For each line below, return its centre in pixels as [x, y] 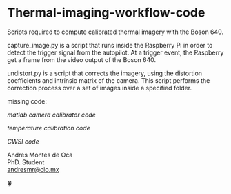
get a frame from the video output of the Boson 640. [82, 59]
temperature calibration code [49, 128]
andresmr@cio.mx [33, 169]
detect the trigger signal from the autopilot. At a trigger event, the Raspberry [115, 52]
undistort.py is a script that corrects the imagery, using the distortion [104, 73]
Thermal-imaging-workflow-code [106, 13]
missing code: [27, 101]
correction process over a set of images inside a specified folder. [99, 88]
